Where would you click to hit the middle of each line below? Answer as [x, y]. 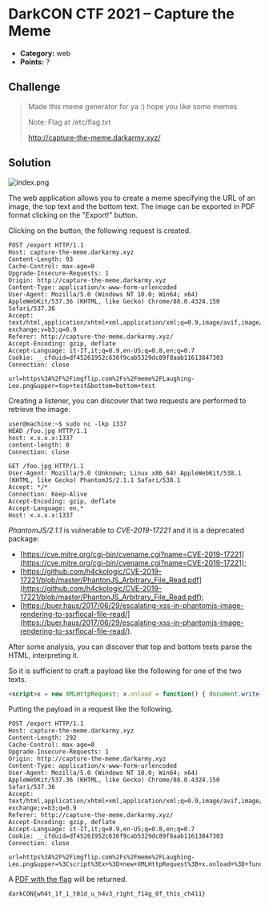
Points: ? [35, 62]
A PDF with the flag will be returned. [68, 879]
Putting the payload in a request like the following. [91, 709]
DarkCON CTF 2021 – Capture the [121, 14]
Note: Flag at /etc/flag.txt [69, 122]
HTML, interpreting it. [44, 655]
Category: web [45, 53]
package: [24, 538]
